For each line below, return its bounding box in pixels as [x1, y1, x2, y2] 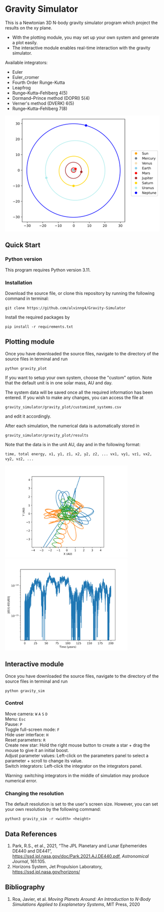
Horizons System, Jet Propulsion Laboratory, [12, 863, 103, 869]
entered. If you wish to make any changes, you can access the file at [5, 394, 143, 401]
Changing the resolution [5, 790, 64, 797]
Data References [5, 830, 57, 838]
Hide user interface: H [5, 731, 49, 737]
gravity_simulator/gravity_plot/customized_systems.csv [5, 404, 121, 409]
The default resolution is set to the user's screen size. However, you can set [5, 801, 158, 807]
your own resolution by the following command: [5, 806, 101, 812]
